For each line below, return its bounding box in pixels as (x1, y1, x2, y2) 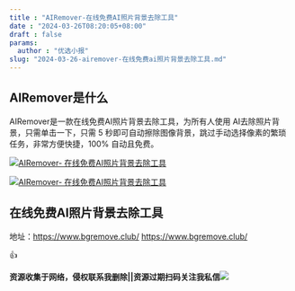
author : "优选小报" (17, 47, 89, 56)
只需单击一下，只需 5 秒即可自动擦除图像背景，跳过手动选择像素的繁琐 (24, 127, 287, 137)
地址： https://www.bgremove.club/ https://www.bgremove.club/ (9, 231, 248, 242)
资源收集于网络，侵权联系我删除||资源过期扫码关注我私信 (9, 271, 220, 282)
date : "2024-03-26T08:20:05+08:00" (9, 22, 147, 31)
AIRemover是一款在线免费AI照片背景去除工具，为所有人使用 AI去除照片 (9, 116, 273, 127)
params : (9, 38, 39, 48)
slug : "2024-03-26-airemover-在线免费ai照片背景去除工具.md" (9, 55, 228, 64)
